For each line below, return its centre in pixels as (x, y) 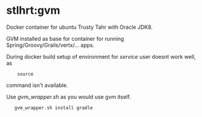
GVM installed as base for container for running (65, 38)
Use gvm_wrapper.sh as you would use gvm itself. (69, 97)
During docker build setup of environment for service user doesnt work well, (101, 56)
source (25, 74)
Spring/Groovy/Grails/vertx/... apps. (50, 45)
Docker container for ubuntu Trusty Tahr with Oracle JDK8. (80, 27)
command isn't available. (37, 85)
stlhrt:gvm (33, 10)
